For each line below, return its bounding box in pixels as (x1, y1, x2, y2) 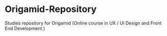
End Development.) (5, 25, 45, 31)
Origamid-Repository (5, 3, 97, 15)
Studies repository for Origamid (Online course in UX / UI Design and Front (5, 20, 162, 26)
